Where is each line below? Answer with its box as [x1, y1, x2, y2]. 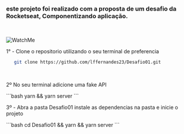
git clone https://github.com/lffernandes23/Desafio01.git [13, 59, 161, 66]
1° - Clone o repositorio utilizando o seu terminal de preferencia [6, 48, 159, 55]
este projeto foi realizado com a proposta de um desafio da [6, 5, 177, 13]
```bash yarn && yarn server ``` [6, 92, 79, 99]
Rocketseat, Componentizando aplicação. [6, 12, 128, 20]
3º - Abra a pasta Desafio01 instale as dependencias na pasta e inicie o [6, 104, 179, 111]
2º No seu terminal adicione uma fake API [6, 81, 107, 88]
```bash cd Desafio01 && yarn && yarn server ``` [6, 122, 120, 129]
